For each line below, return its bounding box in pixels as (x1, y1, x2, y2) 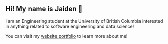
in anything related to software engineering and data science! (5, 23, 134, 29)
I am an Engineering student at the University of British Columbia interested (5, 18, 163, 24)
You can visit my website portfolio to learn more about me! (5, 33, 128, 39)
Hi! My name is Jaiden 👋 (5, 5, 83, 13)
